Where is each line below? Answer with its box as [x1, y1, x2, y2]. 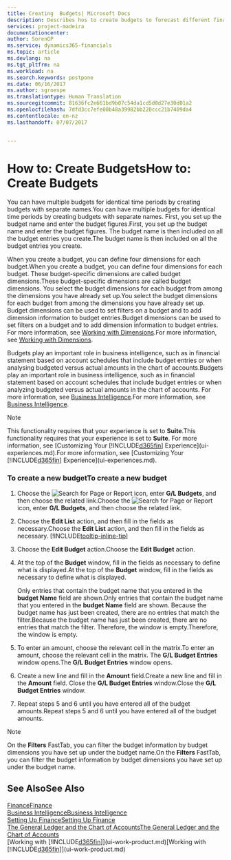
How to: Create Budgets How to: [7, 160, 191, 176]
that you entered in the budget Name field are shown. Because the [16, 600, 207, 609]
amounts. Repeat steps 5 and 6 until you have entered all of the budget [16, 706, 217, 715]
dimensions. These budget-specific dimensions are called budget [7, 277, 191, 286]
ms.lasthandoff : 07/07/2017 [7, 118, 88, 126]
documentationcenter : [7, 29, 69, 36]
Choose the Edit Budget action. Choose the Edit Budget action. [16, 545, 195, 553]
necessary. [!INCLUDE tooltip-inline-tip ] [16, 532, 129, 540]
